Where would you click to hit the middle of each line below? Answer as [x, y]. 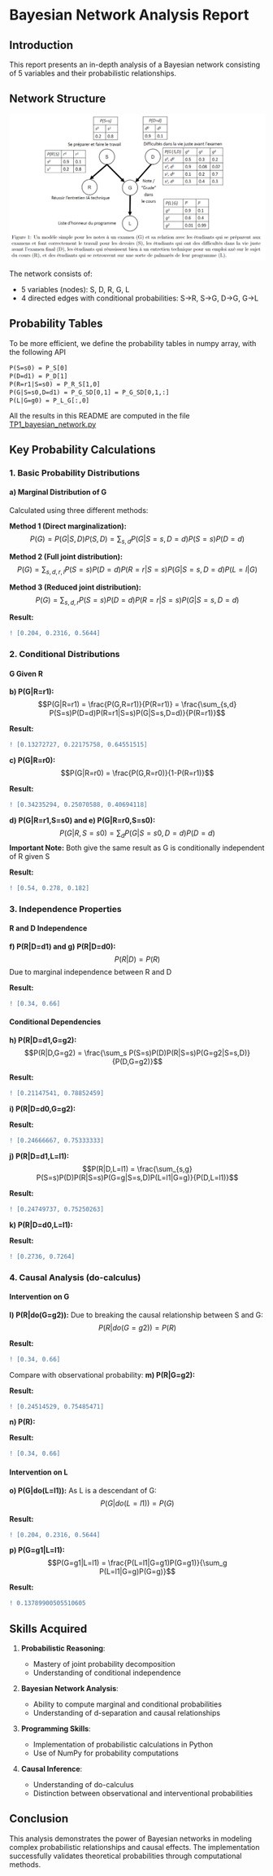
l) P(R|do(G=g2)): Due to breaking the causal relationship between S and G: [136, 1315]
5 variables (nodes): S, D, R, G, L [75, 289]
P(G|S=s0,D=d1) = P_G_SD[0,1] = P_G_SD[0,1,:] [89, 392]
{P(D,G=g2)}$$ [137, 1062]
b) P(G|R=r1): [32, 692]
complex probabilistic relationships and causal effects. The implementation [134, 1847]
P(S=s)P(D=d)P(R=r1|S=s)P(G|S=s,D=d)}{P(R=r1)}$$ [137, 713]
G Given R [26, 673]
